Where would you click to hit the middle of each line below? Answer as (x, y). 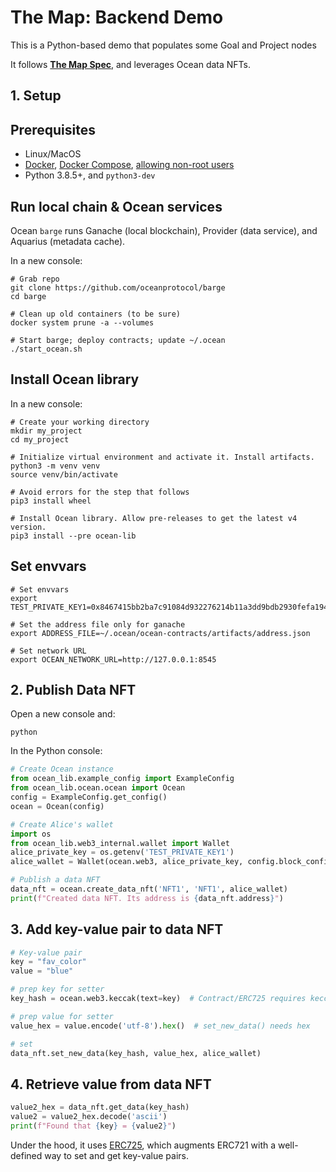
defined (26, 1155)
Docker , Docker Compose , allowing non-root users (129, 165)
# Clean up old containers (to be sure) (96, 314)
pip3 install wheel (51, 501)
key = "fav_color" (48, 962)
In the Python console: (56, 751)
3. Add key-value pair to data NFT (117, 929)
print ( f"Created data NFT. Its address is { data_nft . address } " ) (147, 898)
